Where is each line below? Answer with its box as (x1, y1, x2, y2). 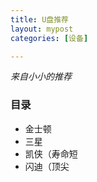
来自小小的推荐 (10, 71, 72, 83)
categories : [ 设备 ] (10, 33, 89, 43)
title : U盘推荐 (10, 14, 69, 25)
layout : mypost (10, 24, 74, 34)
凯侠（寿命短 (24, 147, 78, 160)
